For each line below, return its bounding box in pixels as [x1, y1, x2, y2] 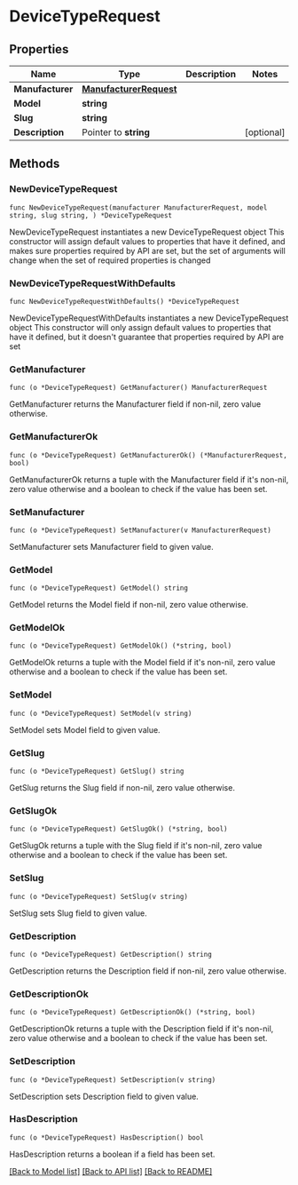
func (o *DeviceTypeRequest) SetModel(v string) [9, 709, 192, 718]
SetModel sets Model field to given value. [9, 724, 161, 735]
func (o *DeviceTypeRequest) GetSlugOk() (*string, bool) [9, 824, 228, 834]
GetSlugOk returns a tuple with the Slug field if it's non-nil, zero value [9, 840, 263, 851]
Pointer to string [81, 126, 151, 139]
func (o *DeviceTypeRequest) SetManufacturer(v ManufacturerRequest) [9, 526, 272, 535]
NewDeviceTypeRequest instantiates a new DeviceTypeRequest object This [9, 227, 285, 237]
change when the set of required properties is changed [9, 255, 211, 266]
